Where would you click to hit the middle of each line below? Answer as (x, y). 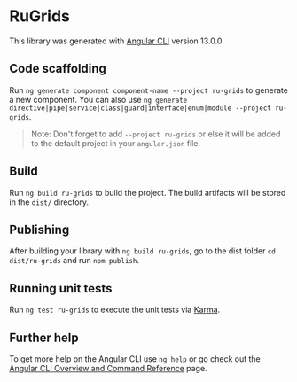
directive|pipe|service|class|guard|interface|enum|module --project (141, 108)
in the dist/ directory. (49, 202)
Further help (44, 337)
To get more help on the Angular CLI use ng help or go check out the (135, 359)
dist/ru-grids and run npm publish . (74, 261)
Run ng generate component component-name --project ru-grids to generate (148, 90)
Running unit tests (61, 288)
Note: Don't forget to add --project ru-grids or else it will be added (156, 134)
